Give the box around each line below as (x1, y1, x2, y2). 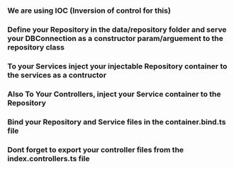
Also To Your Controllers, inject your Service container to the (7, 89, 221, 99)
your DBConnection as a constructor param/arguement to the (7, 33, 223, 43)
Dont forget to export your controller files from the (7, 144, 184, 154)
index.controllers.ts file (7, 153, 90, 163)
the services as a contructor (7, 70, 107, 80)
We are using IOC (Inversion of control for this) (7, 6, 172, 16)
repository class (7, 42, 65, 52)
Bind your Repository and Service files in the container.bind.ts (7, 117, 226, 127)
